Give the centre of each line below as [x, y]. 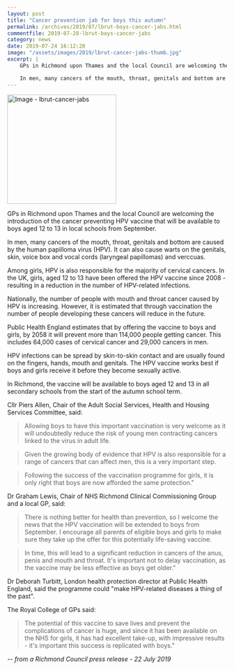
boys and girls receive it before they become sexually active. [94, 370]
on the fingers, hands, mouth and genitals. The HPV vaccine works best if [113, 363]
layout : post [26, 14]
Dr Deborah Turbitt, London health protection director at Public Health [107, 581]
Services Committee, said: [45, 412]
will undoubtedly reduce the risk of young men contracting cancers [121, 433]
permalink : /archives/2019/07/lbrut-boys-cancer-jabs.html [95, 27]
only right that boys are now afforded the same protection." [109, 482]
